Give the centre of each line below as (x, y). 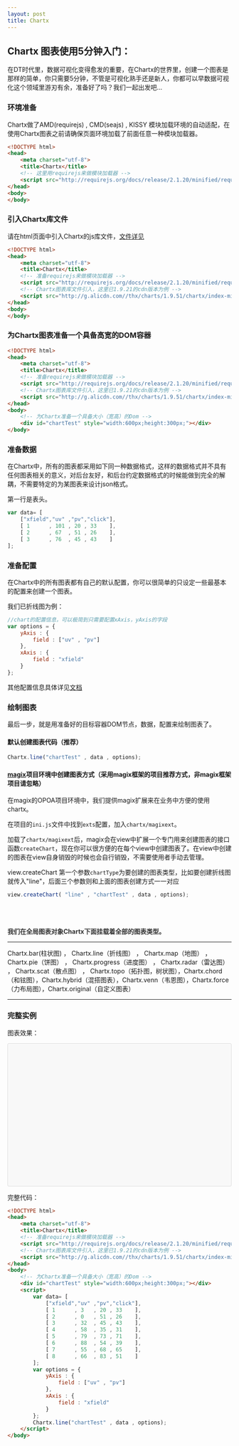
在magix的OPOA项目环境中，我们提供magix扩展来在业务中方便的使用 (109, 801)
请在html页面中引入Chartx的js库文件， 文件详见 (76, 236)
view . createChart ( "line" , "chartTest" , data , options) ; (99, 895)
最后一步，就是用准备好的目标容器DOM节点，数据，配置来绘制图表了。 (111, 724)
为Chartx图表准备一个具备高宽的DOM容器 (79, 335)
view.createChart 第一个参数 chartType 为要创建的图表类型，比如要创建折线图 (119, 872)
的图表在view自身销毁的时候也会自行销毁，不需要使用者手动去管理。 (108, 857)
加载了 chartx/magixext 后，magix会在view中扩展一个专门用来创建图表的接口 (118, 840)
